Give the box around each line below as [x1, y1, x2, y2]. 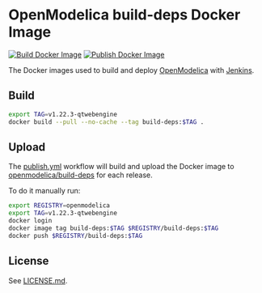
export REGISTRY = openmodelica [8, 202, 111, 210]
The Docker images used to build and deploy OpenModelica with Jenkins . [8, 65, 255, 74]
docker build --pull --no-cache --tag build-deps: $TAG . [8, 117, 205, 126]
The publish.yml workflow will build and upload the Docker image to [8, 162, 235, 172]
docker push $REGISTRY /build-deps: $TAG [8, 231, 143, 240]
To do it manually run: [8, 186, 81, 196]
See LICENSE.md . [8, 275, 68, 285]
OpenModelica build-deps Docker [8, 6, 241, 24]
